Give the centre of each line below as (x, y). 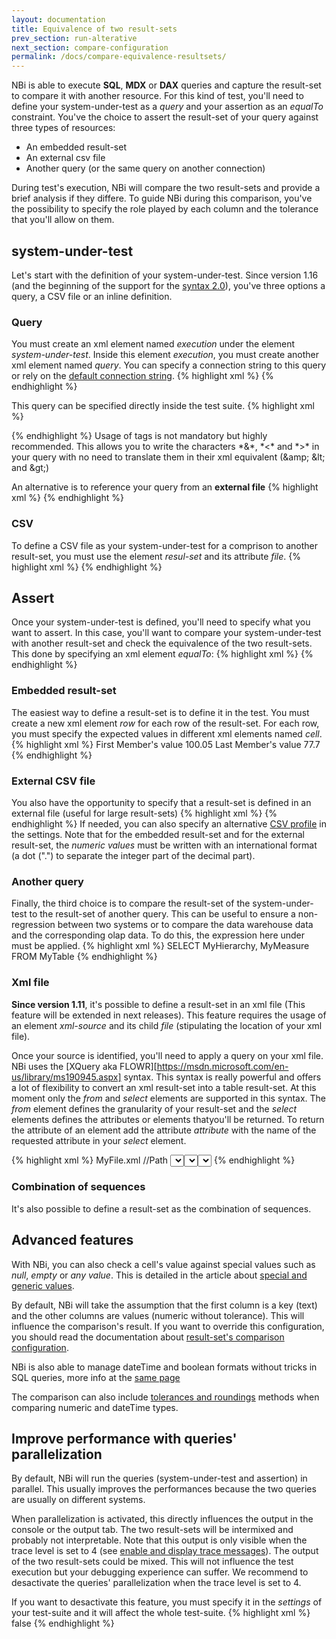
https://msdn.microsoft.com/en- (222, 1066)
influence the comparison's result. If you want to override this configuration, (168, 1326)
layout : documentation (58, 19)
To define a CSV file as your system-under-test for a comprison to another (164, 545)
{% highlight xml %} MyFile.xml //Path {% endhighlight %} (153, 1160)
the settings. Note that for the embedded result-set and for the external (158, 834)
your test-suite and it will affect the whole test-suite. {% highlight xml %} (161, 1613)
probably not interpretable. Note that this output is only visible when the (159, 1540)
